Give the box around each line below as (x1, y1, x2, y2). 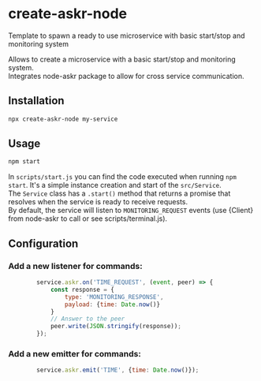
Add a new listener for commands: (8, 260, 144, 271)
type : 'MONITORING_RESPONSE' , (64, 293, 164, 301)
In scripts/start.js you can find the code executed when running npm (8, 172, 237, 181)
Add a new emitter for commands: (8, 348, 142, 359)
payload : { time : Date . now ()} (64, 301, 160, 308)
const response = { (50, 286, 114, 293)
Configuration (8, 237, 79, 250)
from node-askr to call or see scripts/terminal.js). (8, 214, 168, 223)
